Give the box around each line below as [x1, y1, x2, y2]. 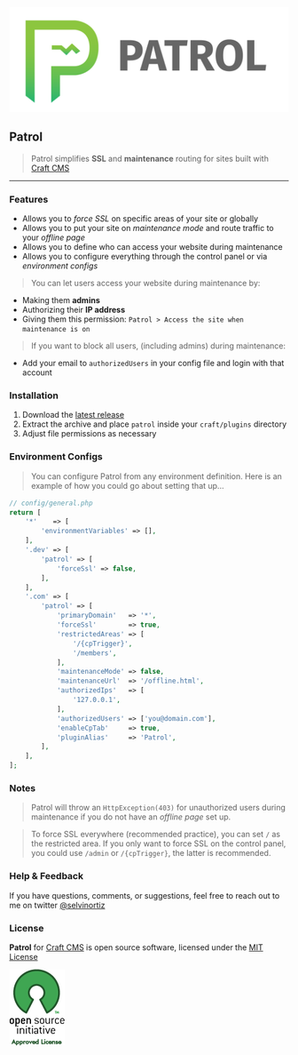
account [21, 367, 53, 378]
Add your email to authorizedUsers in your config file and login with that [21, 358, 285, 369]
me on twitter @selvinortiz [9, 899, 106, 910]
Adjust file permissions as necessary [21, 428, 157, 439]
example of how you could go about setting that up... [30, 480, 224, 491]
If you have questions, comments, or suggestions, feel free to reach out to [9, 890, 280, 900]
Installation [9, 389, 59, 402]
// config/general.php [9, 499, 93, 508]
